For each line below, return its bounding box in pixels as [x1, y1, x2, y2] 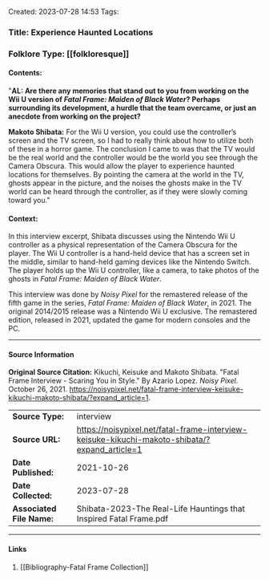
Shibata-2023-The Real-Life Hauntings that [76, 503, 246, 514]
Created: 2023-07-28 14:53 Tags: [8, 7, 119, 16]
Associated [12, 503, 57, 514]
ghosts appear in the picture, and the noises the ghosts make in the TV [8, 178, 243, 188]
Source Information [8, 349, 74, 359]
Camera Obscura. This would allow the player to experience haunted [8, 161, 235, 171]
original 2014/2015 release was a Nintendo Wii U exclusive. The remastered [8, 306, 258, 316]
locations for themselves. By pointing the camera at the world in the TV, [8, 170, 244, 180]
